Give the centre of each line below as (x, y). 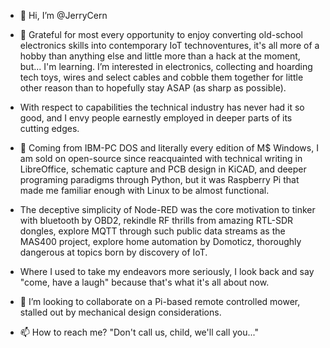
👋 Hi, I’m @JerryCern (63, 15)
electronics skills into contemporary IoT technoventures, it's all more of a (169, 45)
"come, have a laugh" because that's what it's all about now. (144, 282)
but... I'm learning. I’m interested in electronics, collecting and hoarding (166, 66)
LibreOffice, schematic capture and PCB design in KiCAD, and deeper (163, 169)
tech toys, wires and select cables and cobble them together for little (161, 77)
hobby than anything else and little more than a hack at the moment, (160, 56)
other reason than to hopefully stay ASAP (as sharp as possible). (153, 88)
